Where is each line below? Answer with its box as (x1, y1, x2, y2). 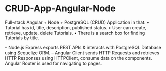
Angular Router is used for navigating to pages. (5, 60, 102, 66)
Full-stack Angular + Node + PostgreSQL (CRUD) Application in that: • (5, 19, 150, 25)
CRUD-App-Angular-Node (5, 3, 116, 14)
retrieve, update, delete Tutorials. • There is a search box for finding (5, 30, 145, 35)
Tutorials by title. (5, 35, 39, 41)
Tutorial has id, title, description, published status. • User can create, (5, 24, 147, 30)
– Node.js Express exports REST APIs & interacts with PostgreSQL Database (5, 44, 161, 50)
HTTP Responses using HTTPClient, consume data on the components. (5, 55, 152, 61)
